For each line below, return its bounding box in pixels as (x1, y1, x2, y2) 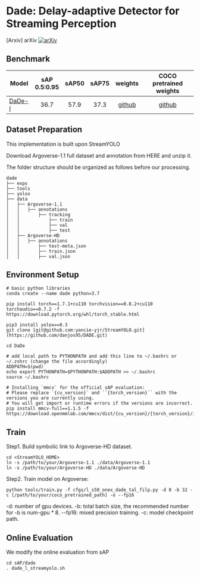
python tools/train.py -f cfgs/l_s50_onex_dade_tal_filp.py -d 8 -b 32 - (6, 487, 193, 493)
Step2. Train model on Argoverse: (6, 475, 89, 483)
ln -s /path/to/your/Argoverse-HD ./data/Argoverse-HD (6, 465, 145, 471)
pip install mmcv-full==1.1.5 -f (6, 406, 89, 412)
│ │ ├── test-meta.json (6, 243, 86, 249)
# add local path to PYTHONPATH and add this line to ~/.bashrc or (6, 354, 177, 360)
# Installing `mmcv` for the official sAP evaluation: (6, 385, 145, 391)
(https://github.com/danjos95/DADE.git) (6, 333, 108, 339)
